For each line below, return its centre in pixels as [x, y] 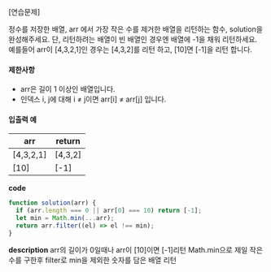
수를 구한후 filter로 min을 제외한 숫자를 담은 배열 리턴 [93, 260]
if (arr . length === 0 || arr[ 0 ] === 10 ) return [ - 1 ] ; [109, 211]
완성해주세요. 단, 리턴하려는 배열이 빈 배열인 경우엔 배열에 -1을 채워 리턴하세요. [133, 39]
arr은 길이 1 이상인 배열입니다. [68, 89]
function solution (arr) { [52, 203]
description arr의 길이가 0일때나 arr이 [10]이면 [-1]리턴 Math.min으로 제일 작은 [135, 249]
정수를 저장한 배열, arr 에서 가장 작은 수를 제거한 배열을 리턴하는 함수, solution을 [135, 29]
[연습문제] [24, 12]
